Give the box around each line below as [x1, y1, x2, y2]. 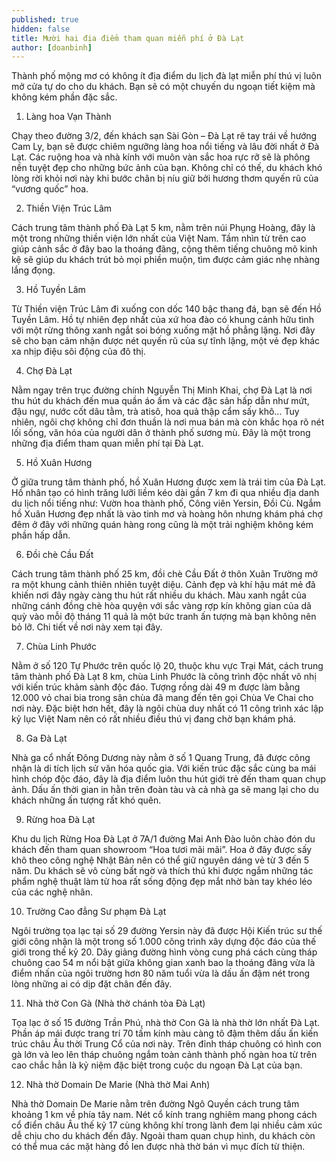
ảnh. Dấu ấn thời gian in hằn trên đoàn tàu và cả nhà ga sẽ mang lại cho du [11, 784, 319, 796]
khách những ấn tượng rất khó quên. [11, 794, 162, 806]
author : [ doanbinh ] [11, 42, 93, 53]
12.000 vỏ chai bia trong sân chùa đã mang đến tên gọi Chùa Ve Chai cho [11, 692, 314, 704]
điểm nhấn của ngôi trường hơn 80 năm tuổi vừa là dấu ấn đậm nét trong [11, 967, 311, 980]
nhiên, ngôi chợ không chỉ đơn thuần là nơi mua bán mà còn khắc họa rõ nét [11, 416, 325, 428]
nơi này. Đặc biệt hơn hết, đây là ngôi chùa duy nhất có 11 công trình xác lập [11, 702, 324, 715]
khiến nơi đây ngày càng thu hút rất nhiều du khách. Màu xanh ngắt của [11, 589, 307, 601]
